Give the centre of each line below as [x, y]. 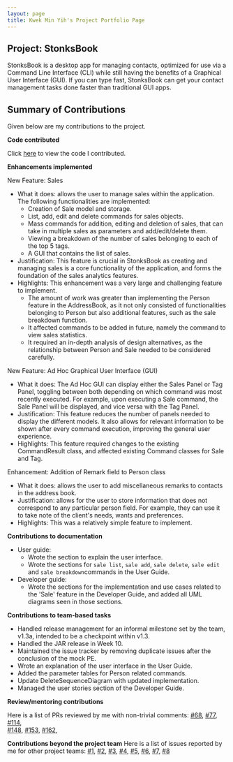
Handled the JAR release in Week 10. [70, 644]
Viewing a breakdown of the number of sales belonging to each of [123, 239]
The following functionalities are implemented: [84, 202]
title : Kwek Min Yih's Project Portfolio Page [76, 20]
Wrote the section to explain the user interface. [95, 557]
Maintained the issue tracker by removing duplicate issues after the [114, 651]
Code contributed [33, 140]
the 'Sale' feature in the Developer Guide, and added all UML [115, 594]
